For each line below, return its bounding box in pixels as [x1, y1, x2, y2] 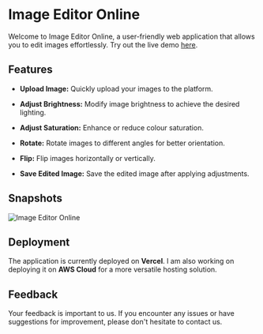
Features [8, 63, 53, 77]
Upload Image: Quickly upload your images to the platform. [19, 84, 213, 93]
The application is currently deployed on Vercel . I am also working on [8, 257, 235, 266]
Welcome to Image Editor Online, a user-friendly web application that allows [8, 32, 255, 41]
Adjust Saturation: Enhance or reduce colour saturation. [19, 122, 204, 132]
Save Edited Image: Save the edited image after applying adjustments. [19, 168, 250, 178]
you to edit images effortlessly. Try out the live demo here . [8, 39, 198, 49]
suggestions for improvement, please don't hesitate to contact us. [8, 317, 223, 327]
